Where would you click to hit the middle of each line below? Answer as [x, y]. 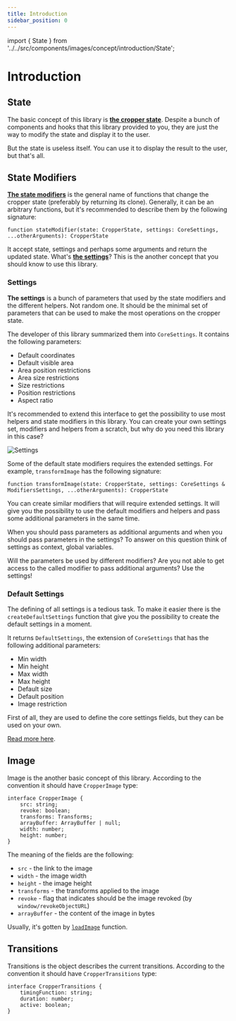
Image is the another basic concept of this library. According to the [105, 778]
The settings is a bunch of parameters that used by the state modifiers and [117, 298]
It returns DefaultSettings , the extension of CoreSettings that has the [108, 637]
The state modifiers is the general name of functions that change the [108, 195]
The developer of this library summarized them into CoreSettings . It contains [118, 334]
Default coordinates [46, 355]
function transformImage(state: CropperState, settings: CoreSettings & [116, 484]
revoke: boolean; [45, 811]
